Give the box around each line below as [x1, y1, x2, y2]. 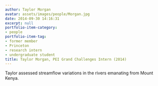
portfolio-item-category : [5, 25, 57, 30]
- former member [5, 39, 38, 44]
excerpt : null [5, 20, 34, 26]
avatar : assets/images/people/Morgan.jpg [5, 12, 90, 17]
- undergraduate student [5, 52, 55, 57]
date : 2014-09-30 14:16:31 [5, 16, 60, 21]
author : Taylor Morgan [5, 7, 51, 12]
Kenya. [5, 75, 19, 81]
